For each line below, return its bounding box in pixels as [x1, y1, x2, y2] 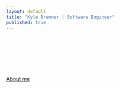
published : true [6, 19, 46, 25]
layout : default [6, 8, 46, 15]
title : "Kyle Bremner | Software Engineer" [6, 14, 115, 20]
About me [6, 76, 30, 83]
